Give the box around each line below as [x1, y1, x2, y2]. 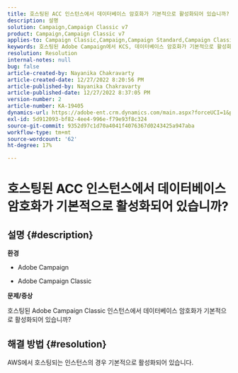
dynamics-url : [7, 109, 50, 116]
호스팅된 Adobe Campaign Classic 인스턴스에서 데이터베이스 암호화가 [7, 306, 203, 315]
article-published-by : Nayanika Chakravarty [7, 83, 141, 90]
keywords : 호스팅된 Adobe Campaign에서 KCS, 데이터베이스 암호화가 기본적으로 [7, 43, 214, 50]
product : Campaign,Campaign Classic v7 [7, 30, 125, 38]
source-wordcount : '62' [7, 135, 78, 142]
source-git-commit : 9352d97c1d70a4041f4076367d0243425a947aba [7, 122, 195, 130]
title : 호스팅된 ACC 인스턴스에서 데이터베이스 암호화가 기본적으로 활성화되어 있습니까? [7, 10, 229, 18]
